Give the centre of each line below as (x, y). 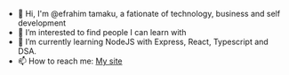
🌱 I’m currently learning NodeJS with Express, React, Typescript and (143, 41)
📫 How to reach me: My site (70, 61)
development (42, 23)
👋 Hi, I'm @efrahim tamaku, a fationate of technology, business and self (149, 14)
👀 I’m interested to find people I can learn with (102, 32)
